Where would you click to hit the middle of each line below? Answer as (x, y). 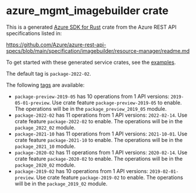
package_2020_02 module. (45, 165)
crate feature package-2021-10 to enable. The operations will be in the (99, 140)
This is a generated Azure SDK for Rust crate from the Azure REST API (91, 27)
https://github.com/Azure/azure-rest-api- (56, 45)
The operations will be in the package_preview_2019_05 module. (90, 109)
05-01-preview (32, 103)
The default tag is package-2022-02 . (49, 73)
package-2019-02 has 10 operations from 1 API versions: (81, 171)
